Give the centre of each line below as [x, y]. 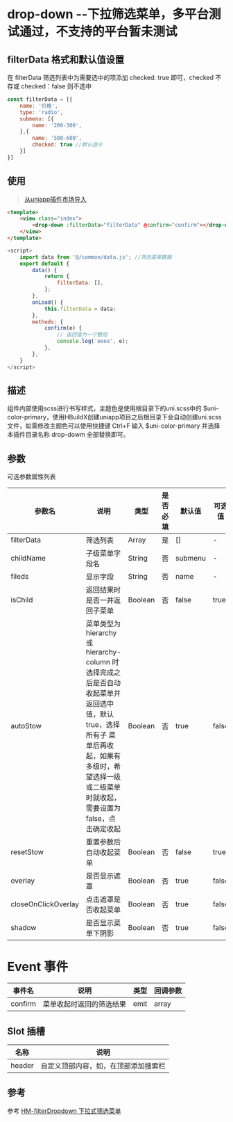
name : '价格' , [39, 106]
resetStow [27, 852]
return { [57, 277]
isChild [22, 600]
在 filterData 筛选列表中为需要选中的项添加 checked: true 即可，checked [110, 78]
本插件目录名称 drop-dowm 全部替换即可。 [68, 435]
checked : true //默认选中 [67, 145]
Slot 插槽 [26, 1031]
